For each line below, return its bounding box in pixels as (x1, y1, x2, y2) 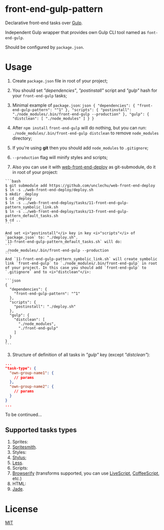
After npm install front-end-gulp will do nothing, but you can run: (12, 124, 147, 130)
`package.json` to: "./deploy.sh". (5, 235, 78, 240)
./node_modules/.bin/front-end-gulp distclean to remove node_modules (12, 130, 159, 136)
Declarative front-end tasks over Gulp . (5, 20, 83, 26)
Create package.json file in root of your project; (12, 78, 108, 83)
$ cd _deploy (5, 196, 32, 201)
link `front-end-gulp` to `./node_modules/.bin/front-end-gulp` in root (5, 261, 158, 266)
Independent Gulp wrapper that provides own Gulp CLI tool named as (5, 29, 146, 35)
